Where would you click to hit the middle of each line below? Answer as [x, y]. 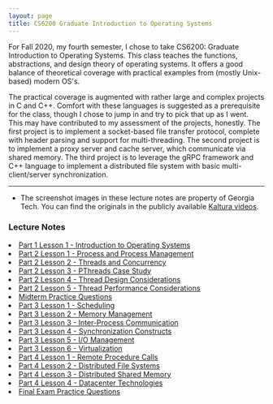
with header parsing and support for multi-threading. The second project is [134, 140]
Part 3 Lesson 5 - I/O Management [77, 340]
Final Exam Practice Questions [69, 391]
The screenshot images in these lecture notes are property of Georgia [137, 198]
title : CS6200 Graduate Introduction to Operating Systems [110, 24]
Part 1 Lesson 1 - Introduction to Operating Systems [105, 245]
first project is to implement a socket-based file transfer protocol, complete [134, 131]
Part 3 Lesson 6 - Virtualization [71, 348]
